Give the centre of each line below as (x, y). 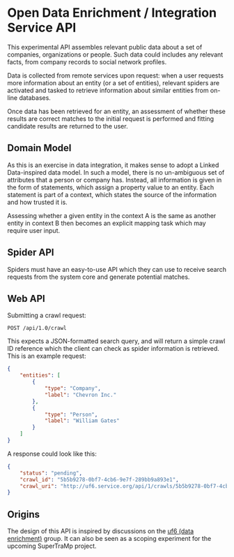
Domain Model (39, 148)
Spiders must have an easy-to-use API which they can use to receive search (117, 269)
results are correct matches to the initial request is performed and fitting (111, 118)
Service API (42, 28)
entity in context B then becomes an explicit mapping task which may (107, 223)
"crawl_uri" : (39, 486)
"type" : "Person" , (71, 414)
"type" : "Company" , (72, 389)
